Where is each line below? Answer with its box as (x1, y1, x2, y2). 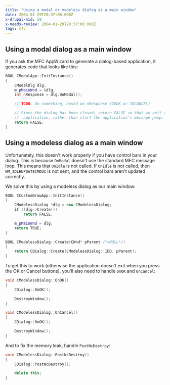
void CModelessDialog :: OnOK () (5, 278, 69, 283)
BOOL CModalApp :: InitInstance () (5, 73, 73, 78)
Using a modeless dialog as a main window (5, 138, 143, 147)
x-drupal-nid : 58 (5, 17, 42, 22)
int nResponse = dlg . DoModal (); (14, 92, 82, 98)
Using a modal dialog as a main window (5, 45, 132, 54)
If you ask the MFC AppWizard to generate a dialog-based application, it (5, 58, 156, 64)
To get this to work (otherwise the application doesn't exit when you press (5, 263, 160, 268)
